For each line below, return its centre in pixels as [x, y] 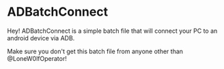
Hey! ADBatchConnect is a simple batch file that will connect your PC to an [112, 31]
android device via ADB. [41, 38]
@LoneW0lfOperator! [37, 58]
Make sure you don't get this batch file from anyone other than [95, 51]
